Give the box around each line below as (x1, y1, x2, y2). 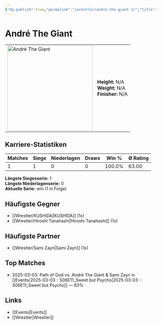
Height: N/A (97, 78, 125, 85)
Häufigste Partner (5, 232, 61, 240)
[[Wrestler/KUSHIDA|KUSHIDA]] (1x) (12, 213, 84, 219)
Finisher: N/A (97, 90, 128, 97)
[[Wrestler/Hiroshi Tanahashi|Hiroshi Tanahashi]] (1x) (12, 218, 118, 224)
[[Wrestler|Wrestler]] (12, 314, 54, 320)
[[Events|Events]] (12, 309, 47, 315)
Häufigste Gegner (5, 200, 60, 208)
